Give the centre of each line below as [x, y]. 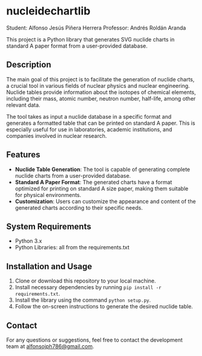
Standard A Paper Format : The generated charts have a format [93, 182]
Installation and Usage [49, 266]
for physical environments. [48, 195]
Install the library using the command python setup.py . [83, 300]
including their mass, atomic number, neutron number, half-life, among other [101, 98]
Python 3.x [28, 241]
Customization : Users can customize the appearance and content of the [105, 201]
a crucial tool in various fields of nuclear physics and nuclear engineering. [98, 86]
